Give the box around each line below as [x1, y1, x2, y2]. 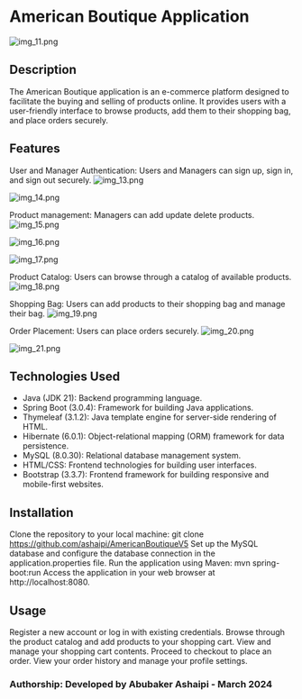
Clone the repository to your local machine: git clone [9, 529, 205, 540]
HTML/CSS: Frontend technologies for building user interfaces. [22, 459, 257, 470]
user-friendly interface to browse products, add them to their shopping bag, [9, 105, 291, 116]
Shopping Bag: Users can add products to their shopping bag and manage [9, 298, 286, 309]
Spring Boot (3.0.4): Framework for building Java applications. [22, 403, 254, 413]
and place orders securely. [9, 114, 109, 125]
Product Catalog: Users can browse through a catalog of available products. [9, 271, 292, 282]
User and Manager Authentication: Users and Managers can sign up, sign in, [9, 165, 294, 176]
